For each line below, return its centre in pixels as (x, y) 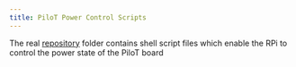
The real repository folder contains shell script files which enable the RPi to (148, 43)
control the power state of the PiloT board (86, 52)
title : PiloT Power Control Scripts (78, 17)
